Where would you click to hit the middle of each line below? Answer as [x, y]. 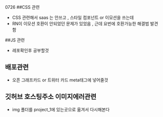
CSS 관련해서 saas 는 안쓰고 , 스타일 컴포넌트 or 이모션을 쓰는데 [73, 18]
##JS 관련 [15, 40]
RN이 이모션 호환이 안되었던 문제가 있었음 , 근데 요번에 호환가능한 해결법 [81, 24]
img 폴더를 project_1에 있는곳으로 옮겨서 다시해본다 [61, 109]
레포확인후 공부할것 [30, 50]
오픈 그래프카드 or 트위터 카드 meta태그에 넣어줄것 [60, 80]
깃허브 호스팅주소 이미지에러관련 [51, 97]
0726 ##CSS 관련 [22, 7]
